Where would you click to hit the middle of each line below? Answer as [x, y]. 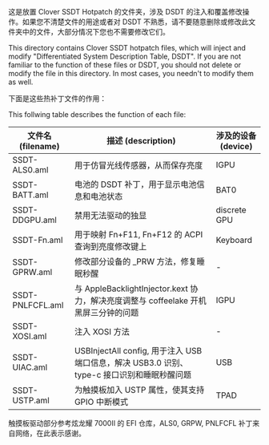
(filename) [39, 146]
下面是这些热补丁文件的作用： [57, 98]
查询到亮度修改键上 [111, 247]
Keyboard [234, 240]
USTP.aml [31, 400]
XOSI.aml [30, 336]
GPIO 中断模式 [102, 402]
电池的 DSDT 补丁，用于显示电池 [136, 184]
